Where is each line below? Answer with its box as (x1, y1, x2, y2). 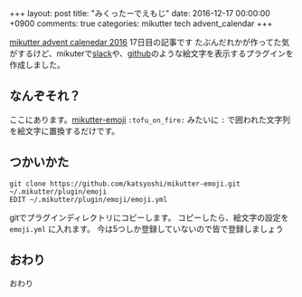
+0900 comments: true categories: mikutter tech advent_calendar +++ (9, 18, 273, 29)
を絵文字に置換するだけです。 (9, 125, 120, 136)
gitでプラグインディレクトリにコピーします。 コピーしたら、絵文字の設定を (9, 212, 289, 223)
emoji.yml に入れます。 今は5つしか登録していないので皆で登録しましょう (9, 223, 284, 234)
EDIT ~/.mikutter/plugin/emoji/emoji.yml (9, 195, 168, 204)
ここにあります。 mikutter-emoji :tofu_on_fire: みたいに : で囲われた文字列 (9, 114, 291, 125)
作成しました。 (9, 60, 65, 70)
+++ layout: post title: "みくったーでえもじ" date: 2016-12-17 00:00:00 (9, 8, 271, 18)
